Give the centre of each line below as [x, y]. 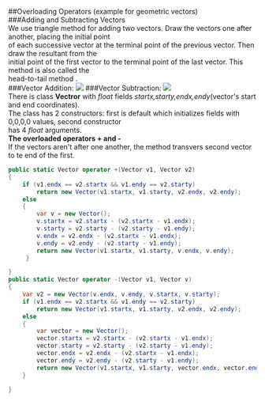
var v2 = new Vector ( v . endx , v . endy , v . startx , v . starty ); [121, 294]
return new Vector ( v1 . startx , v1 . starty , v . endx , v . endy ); [136, 251]
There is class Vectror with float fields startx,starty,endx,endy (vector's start [132, 96]
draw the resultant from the [52, 53]
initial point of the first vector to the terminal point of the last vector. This [126, 62]
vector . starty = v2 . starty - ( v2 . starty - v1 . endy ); [125, 346]
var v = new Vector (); [74, 214]
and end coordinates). [44, 105]
